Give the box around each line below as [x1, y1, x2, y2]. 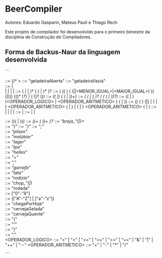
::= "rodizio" [5, 175, 30, 180]
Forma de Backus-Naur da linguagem [5, 48, 121, 56]
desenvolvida [5, 56, 47, 64]
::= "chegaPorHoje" [5, 200, 44, 207]
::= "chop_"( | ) [5, 180, 33, 186]
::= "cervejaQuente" [5, 211, 45, 217]
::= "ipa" [5, 144, 22, 150]
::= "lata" [5, 170, 23, 176]
